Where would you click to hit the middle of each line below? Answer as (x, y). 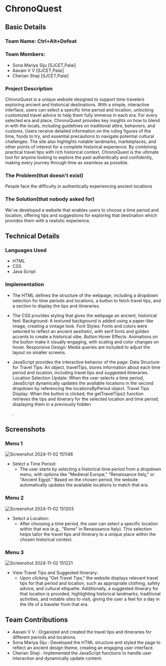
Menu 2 (14, 498)
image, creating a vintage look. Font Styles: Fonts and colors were (80, 326)
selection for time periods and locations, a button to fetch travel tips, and (86, 300)
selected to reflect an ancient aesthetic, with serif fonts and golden (81, 331)
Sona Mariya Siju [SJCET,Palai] (44, 65)
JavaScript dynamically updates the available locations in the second (83, 383)
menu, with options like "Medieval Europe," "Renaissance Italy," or (87, 474)
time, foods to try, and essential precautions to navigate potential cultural (80, 136)
